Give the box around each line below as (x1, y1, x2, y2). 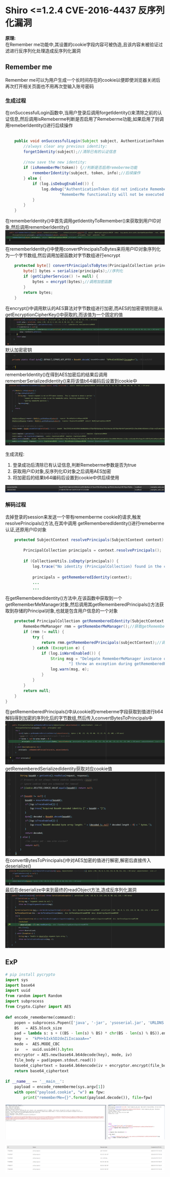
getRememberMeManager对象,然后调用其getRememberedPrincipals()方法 (5, 602, 160, 608)
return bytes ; (23, 290, 53, 295)
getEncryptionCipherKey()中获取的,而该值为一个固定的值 (5, 311, 123, 318)
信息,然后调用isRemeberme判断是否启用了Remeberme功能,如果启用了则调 (9, 116, 164, 122)
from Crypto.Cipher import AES (5, 1004, 71, 1010)
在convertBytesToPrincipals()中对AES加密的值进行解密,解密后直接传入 (5, 857, 151, 863)
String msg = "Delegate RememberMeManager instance (50, 656, 162, 661)
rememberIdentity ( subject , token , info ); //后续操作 (32, 170, 141, 176)
